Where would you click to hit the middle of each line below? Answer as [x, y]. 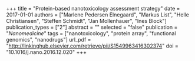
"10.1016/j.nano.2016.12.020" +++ [47, 52]
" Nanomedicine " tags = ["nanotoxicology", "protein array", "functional [91, 33]
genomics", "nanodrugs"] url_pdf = [49, 40]
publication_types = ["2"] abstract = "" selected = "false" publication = [92, 27]
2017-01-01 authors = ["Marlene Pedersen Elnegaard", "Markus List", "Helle [98, 15]
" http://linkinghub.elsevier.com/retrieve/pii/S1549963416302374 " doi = [92, 46]
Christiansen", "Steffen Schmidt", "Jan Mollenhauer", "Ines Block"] [86, 21]
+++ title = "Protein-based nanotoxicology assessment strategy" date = [93, 9]
